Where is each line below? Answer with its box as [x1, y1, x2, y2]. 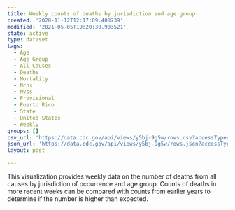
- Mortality [13, 75, 49, 83]
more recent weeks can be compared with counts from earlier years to [7, 187, 211, 195]
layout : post [7, 147, 45, 154]
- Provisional [13, 95, 55, 102]
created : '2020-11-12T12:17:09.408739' [7, 17, 124, 24]
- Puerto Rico [13, 101, 55, 108]
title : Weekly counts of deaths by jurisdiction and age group [7, 10, 196, 17]
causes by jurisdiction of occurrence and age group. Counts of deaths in [7, 180, 217, 188]
